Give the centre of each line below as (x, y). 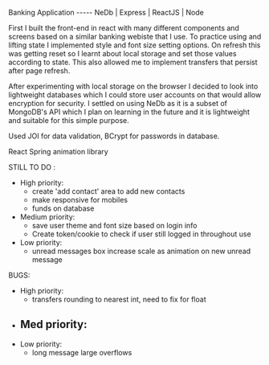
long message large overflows (82, 352)
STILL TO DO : (32, 167)
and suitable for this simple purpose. (69, 120)
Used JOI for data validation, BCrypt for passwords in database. (114, 136)
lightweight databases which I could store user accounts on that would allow (135, 95)
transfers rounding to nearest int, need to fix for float (119, 299)
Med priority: (53, 324)
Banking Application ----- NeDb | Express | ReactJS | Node (106, 12)
